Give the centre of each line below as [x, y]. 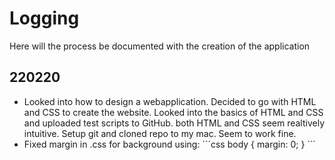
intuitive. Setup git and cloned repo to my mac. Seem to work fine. [160, 133]
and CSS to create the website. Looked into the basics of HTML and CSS [173, 112]
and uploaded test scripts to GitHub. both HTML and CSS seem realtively [174, 123]
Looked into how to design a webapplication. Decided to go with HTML [170, 101]
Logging [44, 18]
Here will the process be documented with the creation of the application [160, 46]
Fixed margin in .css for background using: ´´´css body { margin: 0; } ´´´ [169, 144]
